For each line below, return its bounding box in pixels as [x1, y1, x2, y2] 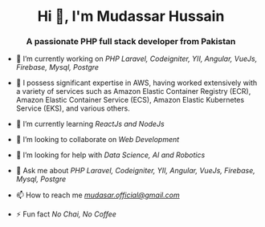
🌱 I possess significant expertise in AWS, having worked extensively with [15, 78, 258, 87]
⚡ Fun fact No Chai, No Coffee [15, 209, 116, 219]
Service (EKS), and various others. [15, 103, 130, 113]
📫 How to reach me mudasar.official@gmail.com [15, 190, 180, 200]
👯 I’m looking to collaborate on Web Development [15, 135, 180, 144]
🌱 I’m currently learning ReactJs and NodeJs [15, 120, 165, 129]
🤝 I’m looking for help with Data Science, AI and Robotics [15, 150, 206, 160]
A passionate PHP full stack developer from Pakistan [26, 36, 236, 47]
